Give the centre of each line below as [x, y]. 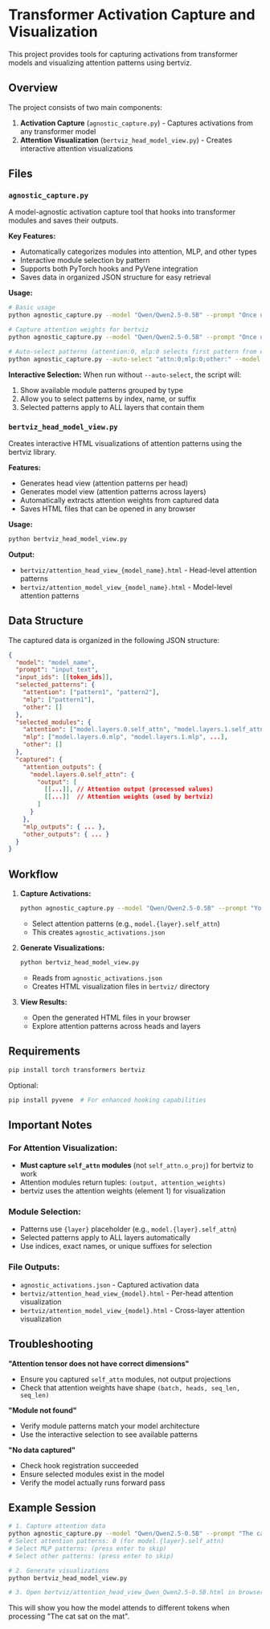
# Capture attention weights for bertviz [79, 330]
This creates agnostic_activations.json [98, 932]
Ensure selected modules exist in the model [92, 1474]
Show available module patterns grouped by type [101, 390]
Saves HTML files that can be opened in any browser [108, 509]
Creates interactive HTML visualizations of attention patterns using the [125, 443]
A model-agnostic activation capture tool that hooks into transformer [122, 212]
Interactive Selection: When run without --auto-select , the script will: [125, 375]
